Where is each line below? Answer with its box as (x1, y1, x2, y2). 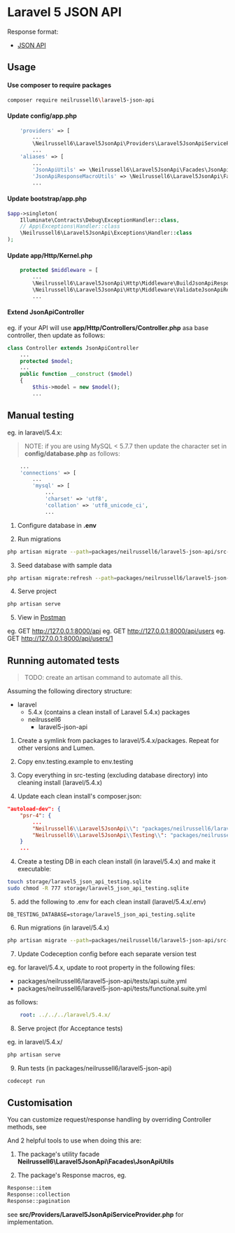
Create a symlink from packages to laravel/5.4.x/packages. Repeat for (17, 737, 220, 745)
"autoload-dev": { (7, 805, 61, 813)
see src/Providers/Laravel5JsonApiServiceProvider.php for (7, 1210, 184, 1218)
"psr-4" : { (20, 812, 52, 819)
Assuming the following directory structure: (7, 687, 132, 695)
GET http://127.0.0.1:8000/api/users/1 (7, 634, 113, 643)
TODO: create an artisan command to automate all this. (24, 674, 183, 682)
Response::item (7, 1185, 52, 1192)
